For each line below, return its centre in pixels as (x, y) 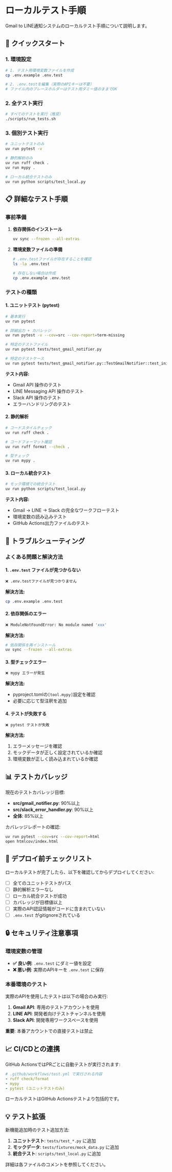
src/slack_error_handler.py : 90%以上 (53, 810)
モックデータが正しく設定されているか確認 (58, 753)
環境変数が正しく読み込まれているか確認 (55, 759)
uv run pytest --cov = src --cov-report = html (52, 837)
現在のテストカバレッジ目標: (35, 792)
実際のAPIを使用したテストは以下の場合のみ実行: (57, 996)
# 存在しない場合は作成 (34, 273)
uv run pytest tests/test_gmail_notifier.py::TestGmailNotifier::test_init (88, 363)
